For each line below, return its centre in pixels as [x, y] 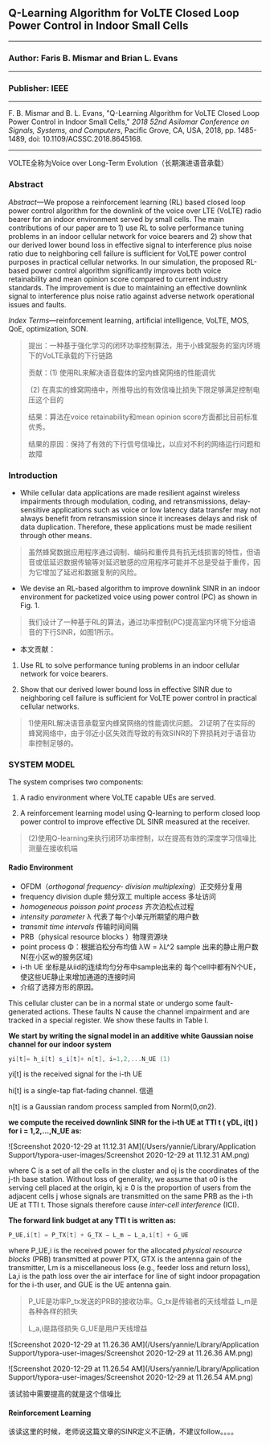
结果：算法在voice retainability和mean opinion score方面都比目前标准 [143, 417]
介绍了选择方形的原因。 [59, 987]
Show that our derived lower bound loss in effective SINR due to [126, 689]
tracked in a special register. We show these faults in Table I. [108, 1020]
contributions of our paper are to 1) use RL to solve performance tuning [126, 228]
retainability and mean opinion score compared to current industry [118, 279]
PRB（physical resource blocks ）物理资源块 [94, 936]
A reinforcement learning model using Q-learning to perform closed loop [140, 813]
